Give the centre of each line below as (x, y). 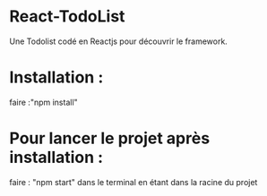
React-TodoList (67, 17)
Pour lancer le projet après (110, 138)
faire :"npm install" (43, 102)
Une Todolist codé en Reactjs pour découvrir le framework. (119, 41)
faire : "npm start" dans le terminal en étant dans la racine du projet (133, 182)
